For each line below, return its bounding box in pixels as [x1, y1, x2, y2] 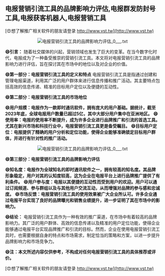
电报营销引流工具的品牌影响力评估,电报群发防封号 [5, 4, 156, 13]
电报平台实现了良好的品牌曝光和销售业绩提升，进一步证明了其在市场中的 [9, 197, 156, 203]
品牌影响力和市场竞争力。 [5, 238, 57, 244]
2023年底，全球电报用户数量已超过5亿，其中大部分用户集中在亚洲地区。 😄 [5, 110, 158, 116]
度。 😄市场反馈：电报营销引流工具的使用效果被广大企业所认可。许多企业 [5, 191, 153, 197]
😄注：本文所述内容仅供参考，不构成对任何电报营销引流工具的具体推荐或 [5, 248, 152, 254]
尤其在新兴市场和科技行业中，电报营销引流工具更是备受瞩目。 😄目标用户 [5, 123, 153, 129]
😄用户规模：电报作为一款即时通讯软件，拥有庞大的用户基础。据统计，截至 [5, 105, 156, 110]
